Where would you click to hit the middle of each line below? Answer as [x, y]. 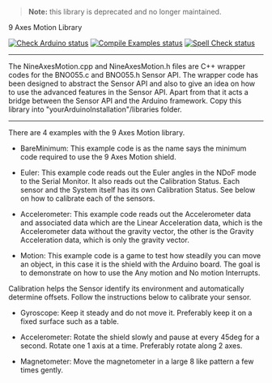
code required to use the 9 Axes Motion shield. [98, 157]
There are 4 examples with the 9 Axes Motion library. [97, 132]
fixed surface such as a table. [69, 321]
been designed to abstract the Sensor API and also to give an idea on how [132, 83]
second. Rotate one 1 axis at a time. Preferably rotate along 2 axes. [131, 346]
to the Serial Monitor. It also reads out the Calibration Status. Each [130, 181]
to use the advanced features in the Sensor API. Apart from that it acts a [128, 92]
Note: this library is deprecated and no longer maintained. [125, 12]
